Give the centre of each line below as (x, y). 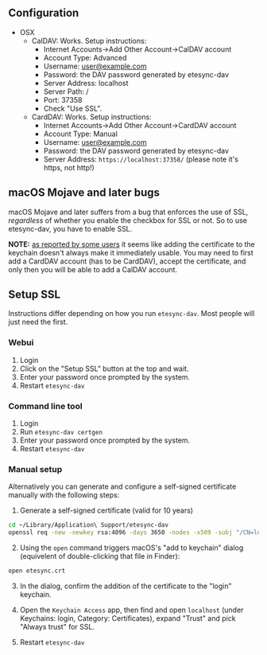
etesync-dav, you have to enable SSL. (70, 228)
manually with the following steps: (64, 495)
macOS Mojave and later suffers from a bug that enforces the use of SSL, (128, 212)
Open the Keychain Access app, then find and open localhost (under (132, 610)
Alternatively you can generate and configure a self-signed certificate (122, 487)
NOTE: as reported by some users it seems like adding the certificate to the (132, 244)
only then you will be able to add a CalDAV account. (93, 269)
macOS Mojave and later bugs (84, 193)
